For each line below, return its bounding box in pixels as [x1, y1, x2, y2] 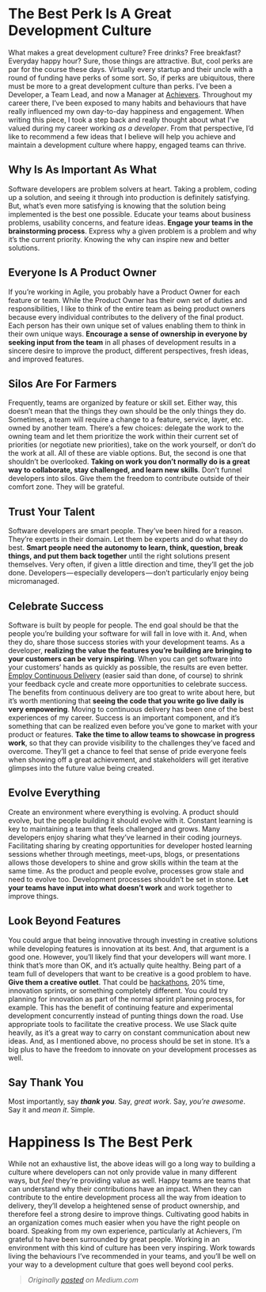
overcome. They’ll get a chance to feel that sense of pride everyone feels [8, 747, 247, 756]
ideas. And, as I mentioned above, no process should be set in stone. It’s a [8, 1036, 251, 1045]
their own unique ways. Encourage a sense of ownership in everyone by [8, 329, 248, 339]
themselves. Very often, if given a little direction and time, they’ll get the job [8, 559, 254, 570]
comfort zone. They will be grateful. [8, 482, 125, 491]
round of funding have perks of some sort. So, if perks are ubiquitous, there [8, 73, 256, 82]
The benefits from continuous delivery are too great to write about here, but [8, 688, 256, 697]
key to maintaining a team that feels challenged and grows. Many [8, 824, 220, 833]
